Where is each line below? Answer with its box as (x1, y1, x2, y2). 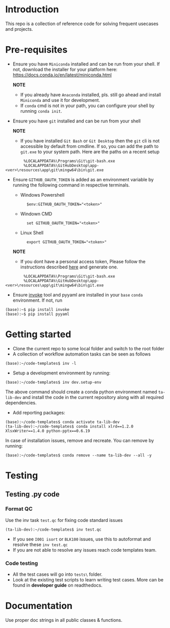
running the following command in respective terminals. (12, 182, 130, 188)
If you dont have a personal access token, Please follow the (20, 258, 145, 264)
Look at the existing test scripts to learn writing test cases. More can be (12, 576, 164, 582)
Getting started (5, 329, 71, 340)
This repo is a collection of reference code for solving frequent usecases (5, 20, 159, 27)
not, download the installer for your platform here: (12, 66, 117, 72)
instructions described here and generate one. (20, 264, 118, 270)
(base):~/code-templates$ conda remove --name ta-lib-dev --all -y (5, 452, 152, 458)
